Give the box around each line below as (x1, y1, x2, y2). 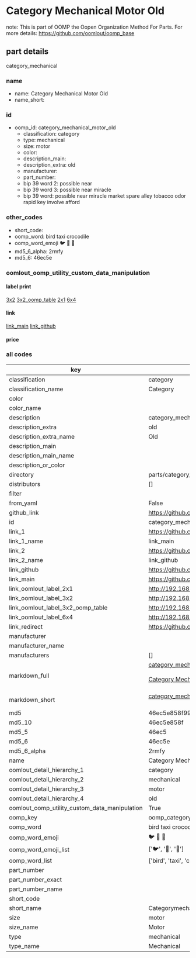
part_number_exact (9, 876, 62, 884)
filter (9, 490, 22, 498)
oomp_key (9, 813, 38, 821)
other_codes (6, 213, 43, 222)
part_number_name (9, 885, 62, 893)
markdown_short (9, 695, 55, 704)
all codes (6, 350, 33, 359)
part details (6, 47, 49, 57)
